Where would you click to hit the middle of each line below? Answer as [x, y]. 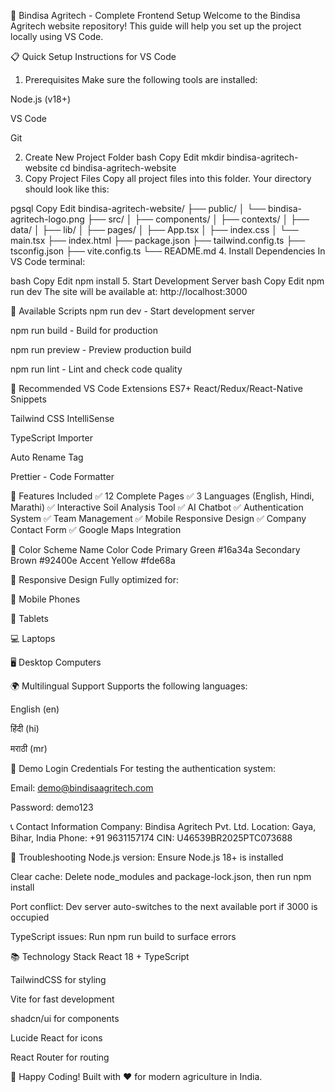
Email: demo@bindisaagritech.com [82, 788]
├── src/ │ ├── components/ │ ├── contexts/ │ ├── [198, 219]
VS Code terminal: [48, 261]
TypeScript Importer [51, 438]
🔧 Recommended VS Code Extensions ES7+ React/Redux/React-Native [157, 388]
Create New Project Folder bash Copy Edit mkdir [124, 157]
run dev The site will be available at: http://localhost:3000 [129, 291]
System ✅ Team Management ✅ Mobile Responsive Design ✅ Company [158, 518]
